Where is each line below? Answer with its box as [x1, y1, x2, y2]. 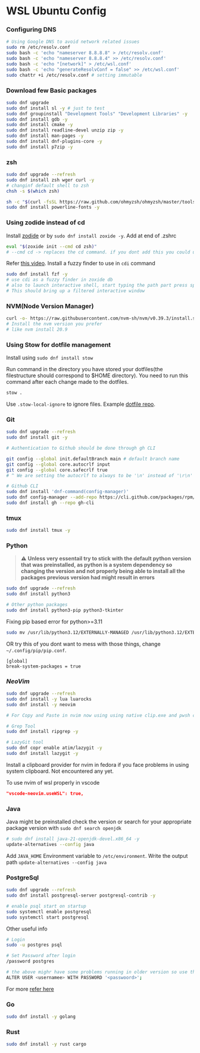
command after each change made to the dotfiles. [6, 378, 129, 386]
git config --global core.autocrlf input [6, 461, 111, 468]
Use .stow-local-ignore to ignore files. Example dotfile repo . [6, 400, 156, 408]
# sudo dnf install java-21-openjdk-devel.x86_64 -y [6, 836, 140, 842]
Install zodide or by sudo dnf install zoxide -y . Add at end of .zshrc [6, 232, 177, 239]
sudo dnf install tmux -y [6, 528, 70, 534]
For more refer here [6, 985, 55, 992]
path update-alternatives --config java [6, 858, 107, 866]
